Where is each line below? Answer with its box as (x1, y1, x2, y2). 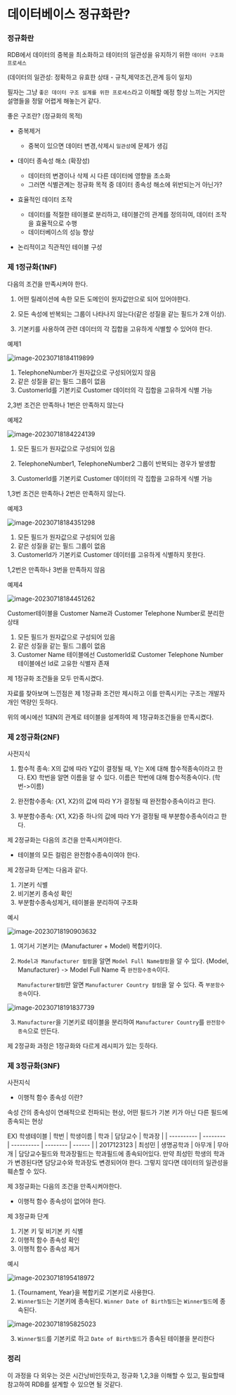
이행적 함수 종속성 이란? (17, 1093, 83, 1102)
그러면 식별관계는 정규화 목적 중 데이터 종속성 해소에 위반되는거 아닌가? (27, 180, 223, 189)
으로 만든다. (27, 1027, 60, 1035)
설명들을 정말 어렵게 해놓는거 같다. (7, 96, 101, 106)
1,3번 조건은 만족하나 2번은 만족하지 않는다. (7, 489, 126, 497)
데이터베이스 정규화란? (7, 6, 131, 23)
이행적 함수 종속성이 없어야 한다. (17, 1197, 106, 1206)
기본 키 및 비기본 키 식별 (17, 1227, 84, 1236)
